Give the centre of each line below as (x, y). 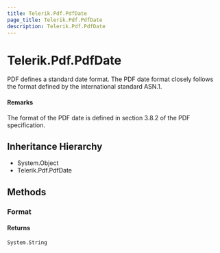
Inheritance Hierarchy (55, 146)
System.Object (38, 163)
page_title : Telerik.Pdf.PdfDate (55, 20)
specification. (26, 125)
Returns (19, 228)
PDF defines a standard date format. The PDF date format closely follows (110, 79)
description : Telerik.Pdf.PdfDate (57, 26)
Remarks (20, 102)
